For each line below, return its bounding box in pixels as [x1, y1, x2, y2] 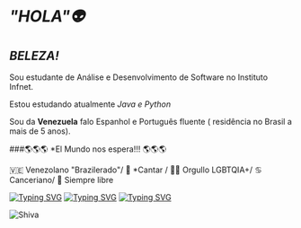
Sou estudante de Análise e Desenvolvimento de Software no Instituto [9, 72, 268, 83]
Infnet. [9, 82, 34, 92]
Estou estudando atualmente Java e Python [9, 99, 172, 110]
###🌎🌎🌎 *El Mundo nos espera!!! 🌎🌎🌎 [9, 144, 167, 154]
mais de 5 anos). [9, 126, 71, 136]
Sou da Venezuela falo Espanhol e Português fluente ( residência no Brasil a [9, 117, 292, 127]
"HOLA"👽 [9, 6, 85, 27]
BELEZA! [9, 48, 60, 63]
